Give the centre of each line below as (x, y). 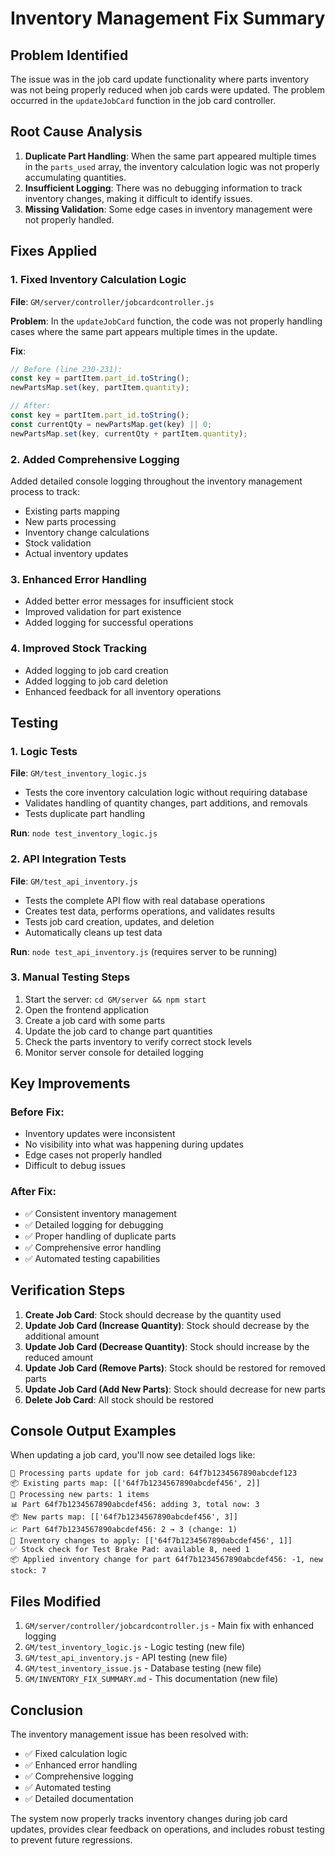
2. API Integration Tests (68, 859)
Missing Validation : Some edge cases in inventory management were (168, 209)
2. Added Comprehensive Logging (95, 459)
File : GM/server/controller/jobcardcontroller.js (112, 301)
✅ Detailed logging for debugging (94, 1224)
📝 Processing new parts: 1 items (80, 1495)
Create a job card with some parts (95, 1020)
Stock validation (58, 543)
